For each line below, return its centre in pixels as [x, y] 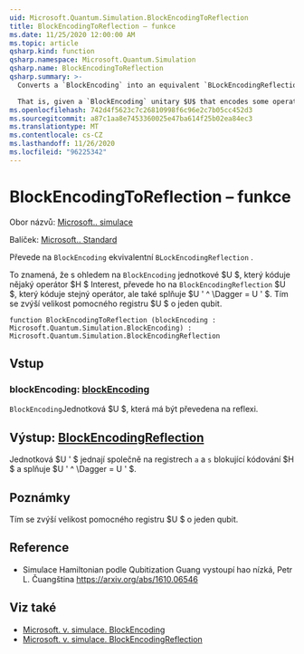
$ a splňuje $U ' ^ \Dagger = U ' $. [73, 469]
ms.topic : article [44, 43]
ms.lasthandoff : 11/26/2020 [62, 144]
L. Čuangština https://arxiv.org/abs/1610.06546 [110, 579]
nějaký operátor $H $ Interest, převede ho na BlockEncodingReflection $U [148, 284]
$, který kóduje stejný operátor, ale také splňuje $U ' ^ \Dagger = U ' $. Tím [149, 293]
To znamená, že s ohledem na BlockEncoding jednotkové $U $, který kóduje [150, 274]
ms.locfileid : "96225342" [58, 152]
